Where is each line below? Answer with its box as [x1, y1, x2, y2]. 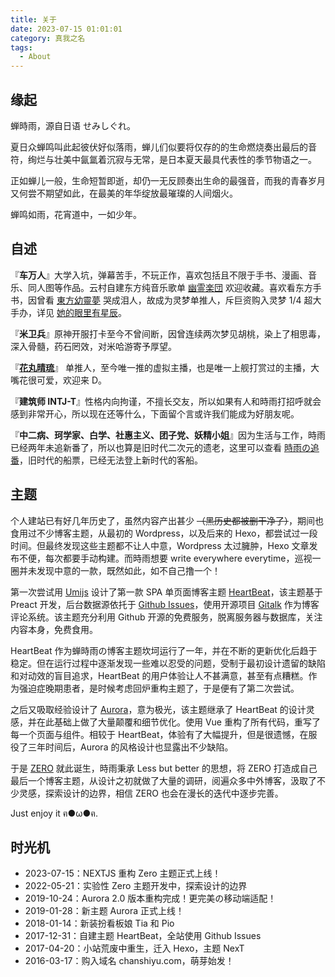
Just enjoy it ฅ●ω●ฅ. [10, 807, 98, 819]
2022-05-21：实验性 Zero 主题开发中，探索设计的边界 [24, 880, 248, 892]
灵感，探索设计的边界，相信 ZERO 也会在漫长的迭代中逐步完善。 [18, 787, 284, 799]
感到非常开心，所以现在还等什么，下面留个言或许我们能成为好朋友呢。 [10, 407, 300, 420]
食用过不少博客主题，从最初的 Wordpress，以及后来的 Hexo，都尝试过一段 [10, 527, 318, 539]
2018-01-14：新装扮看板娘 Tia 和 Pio [24, 917, 175, 930]
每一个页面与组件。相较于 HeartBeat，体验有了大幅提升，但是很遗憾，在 [10, 728, 309, 740]
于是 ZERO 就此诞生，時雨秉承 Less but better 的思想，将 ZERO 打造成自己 [10, 762, 318, 774]
